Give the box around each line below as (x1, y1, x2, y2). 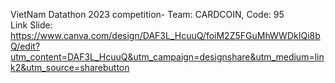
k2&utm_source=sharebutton (10, 62, 130, 73)
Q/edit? (10, 40, 41, 52)
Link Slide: (10, 19, 53, 31)
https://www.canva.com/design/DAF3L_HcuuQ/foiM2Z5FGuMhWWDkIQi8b (10, 30, 321, 41)
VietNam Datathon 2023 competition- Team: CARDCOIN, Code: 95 (10, 9, 285, 20)
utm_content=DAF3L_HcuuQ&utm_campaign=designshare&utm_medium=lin (10, 51, 325, 63)
